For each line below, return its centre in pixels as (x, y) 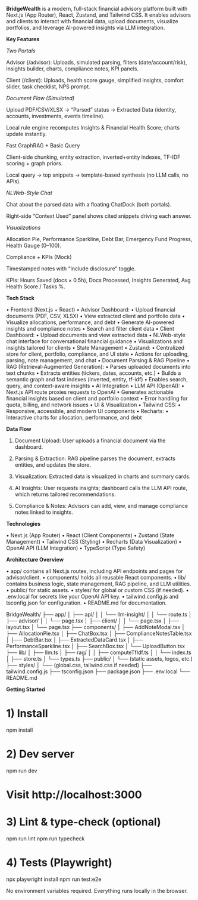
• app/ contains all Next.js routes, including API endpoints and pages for (95, 571)
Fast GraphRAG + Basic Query (43, 145)
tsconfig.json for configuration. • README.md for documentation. (87, 603)
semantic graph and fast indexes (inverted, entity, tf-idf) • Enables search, (97, 379)
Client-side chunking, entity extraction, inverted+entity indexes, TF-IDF (93, 157)
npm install (20, 730)
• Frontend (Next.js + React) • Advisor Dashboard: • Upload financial (91, 309)
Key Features (23, 39)
